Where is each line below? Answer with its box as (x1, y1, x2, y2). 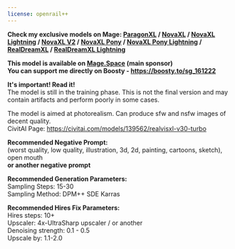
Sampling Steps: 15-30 (7, 182, 74, 191)
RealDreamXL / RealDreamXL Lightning (7, 45, 126, 53)
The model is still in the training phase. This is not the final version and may (7, 88, 229, 96)
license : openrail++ (7, 10, 69, 18)
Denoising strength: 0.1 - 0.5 (7, 226, 90, 235)
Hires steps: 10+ (7, 211, 56, 219)
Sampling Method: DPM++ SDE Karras (7, 189, 120, 198)
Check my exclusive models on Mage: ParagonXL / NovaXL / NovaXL (7, 30, 216, 38)
